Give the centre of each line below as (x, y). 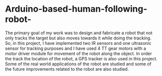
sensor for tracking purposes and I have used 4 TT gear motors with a (76, 48)
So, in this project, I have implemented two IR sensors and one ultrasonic (78, 43)
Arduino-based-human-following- (76, 9)
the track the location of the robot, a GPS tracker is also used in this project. (81, 58)
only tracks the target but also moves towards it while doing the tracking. (78, 38)
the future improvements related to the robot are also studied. (67, 69)
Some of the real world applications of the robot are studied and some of (78, 64)
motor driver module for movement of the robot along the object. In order (79, 53)
